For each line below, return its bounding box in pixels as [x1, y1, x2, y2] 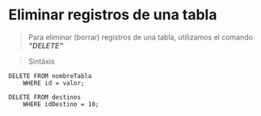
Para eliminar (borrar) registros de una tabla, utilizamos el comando [27, 32, 253, 42]
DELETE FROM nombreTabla [8, 72, 92, 80]
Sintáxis [27, 56, 55, 66]
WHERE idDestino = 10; [23, 100, 99, 108]
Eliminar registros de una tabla [8, 6, 217, 24]
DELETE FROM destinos [8, 93, 82, 101]
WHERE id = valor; [23, 79, 85, 87]
